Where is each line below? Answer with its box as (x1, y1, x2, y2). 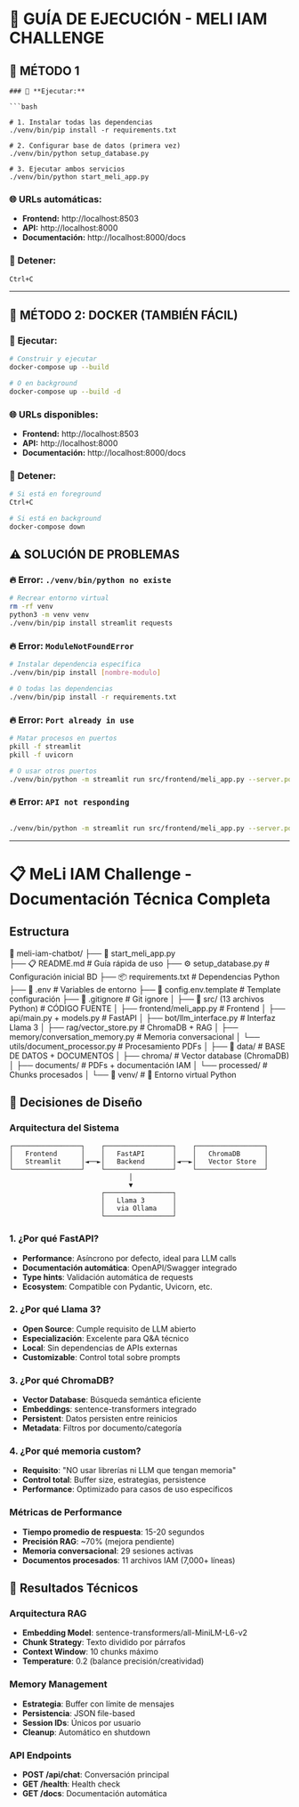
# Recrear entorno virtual (9, 594, 109, 603)
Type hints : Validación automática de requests (21, 1271, 194, 1282)
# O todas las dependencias (9, 684, 114, 693)
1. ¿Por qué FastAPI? (9, 1233, 100, 1245)
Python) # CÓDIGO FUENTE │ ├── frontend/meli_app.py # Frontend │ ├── (9, 1002, 286, 1014)
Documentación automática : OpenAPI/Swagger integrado (21, 1262, 238, 1273)
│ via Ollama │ (101, 1204, 177, 1213)
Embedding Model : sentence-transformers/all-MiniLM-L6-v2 (21, 1627, 247, 1638)
